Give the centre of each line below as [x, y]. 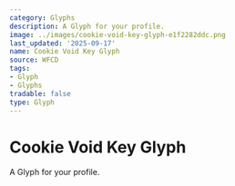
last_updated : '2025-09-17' [63, 43]
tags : [20, 69]
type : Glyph [32, 102]
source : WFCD [34, 60]
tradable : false [40, 93]
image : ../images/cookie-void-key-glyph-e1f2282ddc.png [117, 34]
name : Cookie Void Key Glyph [65, 52]
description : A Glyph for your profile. [87, 26]
